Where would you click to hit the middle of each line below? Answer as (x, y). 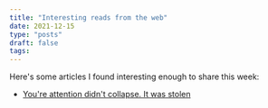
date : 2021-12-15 (42, 26)
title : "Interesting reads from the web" (89, 18)
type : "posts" (36, 34)
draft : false (34, 43)
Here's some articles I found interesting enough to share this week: (134, 76)
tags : (19, 51)
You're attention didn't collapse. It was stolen (106, 94)
